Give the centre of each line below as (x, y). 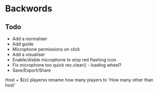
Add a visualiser (29, 54)
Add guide (23, 44)
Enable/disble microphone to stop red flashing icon (64, 60)
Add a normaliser (30, 39)
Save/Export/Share (31, 70)
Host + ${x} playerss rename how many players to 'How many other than (79, 80)
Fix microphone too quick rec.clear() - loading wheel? (67, 65)
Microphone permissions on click (46, 49)
